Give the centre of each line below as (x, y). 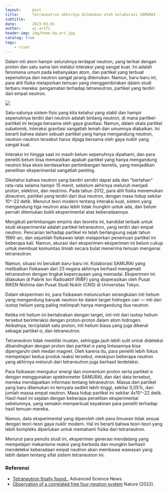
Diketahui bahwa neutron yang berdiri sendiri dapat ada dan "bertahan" (79, 180)
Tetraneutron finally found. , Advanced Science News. (68, 478)
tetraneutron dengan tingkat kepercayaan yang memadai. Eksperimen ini (80, 274)
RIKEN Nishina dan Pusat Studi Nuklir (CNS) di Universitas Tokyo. (73, 284)
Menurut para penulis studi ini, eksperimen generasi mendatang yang (77, 439)
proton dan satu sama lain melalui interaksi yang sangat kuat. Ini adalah (79, 67)
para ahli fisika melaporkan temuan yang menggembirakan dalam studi (78, 83)
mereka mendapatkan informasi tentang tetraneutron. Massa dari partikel (81, 382)
